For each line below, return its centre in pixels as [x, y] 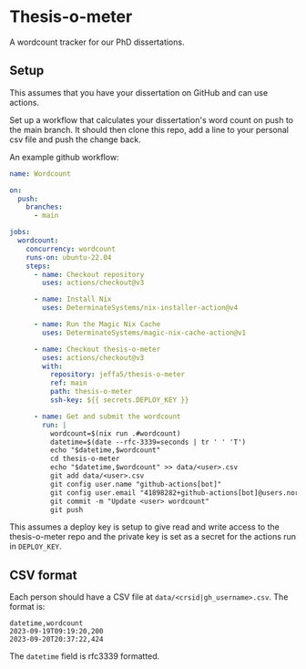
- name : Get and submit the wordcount [107, 417]
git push [66, 509]
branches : [45, 207]
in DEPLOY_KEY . [36, 546]
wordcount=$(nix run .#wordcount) [115, 433]
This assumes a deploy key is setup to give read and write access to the [144, 527]
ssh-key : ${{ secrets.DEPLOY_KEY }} [119, 400]
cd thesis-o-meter [85, 459]
